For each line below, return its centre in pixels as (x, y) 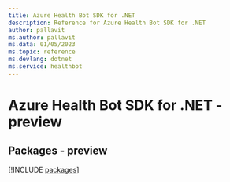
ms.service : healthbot (45, 67)
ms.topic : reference (42, 52)
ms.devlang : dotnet (40, 60)
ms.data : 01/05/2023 (42, 45)
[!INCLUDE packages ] (44, 169)
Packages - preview (58, 151)
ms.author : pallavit (42, 37)
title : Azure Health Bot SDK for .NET (72, 15)
